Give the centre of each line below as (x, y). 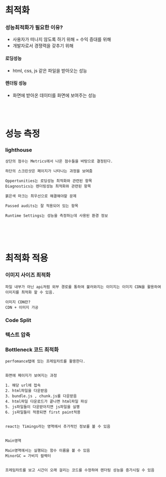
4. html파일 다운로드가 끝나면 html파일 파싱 (46, 402)
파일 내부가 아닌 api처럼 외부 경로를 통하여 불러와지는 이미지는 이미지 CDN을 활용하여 (83, 287)
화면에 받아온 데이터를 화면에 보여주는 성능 (54, 95)
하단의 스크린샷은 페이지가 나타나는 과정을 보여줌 (49, 171)
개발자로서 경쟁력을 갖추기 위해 (43, 46)
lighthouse (19, 150)
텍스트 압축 (18, 335)
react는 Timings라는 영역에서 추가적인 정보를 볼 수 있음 (58, 426)
